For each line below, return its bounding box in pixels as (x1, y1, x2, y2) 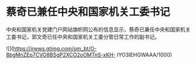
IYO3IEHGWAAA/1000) (116, 51, 173, 58)
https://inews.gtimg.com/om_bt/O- (13, 45, 97, 52)
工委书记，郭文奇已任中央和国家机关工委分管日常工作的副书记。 (6, 33, 160, 40)
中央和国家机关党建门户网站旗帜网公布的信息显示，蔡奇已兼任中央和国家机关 (6, 26, 191, 33)
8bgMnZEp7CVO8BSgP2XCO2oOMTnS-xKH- (6, 51, 116, 58)
